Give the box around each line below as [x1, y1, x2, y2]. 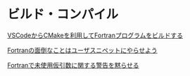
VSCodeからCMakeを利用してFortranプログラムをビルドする [7, 31, 183, 39]
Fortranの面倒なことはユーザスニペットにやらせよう [7, 46, 158, 54]
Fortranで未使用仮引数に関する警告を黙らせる [7, 61, 139, 69]
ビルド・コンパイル [7, 6, 119, 23]
